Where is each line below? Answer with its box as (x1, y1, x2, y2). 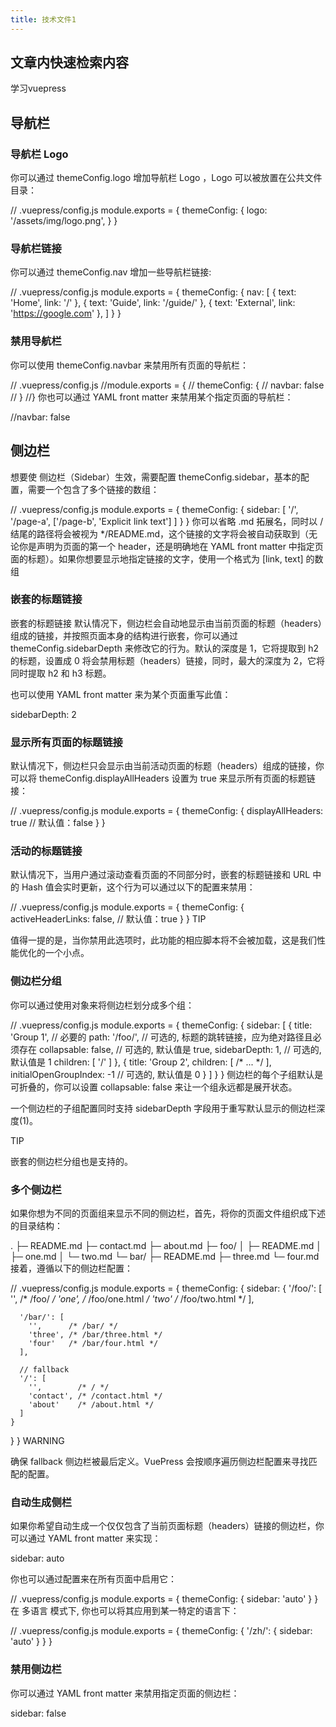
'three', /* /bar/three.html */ (28, 1330, 163, 1340)
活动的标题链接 (10, 844, 83, 858)
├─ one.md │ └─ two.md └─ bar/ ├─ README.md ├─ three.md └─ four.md (10, 1251, 320, 1263)
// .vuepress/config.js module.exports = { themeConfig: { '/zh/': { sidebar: (10, 1625, 313, 1637)
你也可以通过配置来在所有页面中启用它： (10, 1573, 177, 1585)
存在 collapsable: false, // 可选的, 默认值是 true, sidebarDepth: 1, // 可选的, (18, 1043, 322, 1055)
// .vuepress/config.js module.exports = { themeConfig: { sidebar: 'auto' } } (10, 1593, 319, 1605)
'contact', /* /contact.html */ (28, 1391, 163, 1401)
